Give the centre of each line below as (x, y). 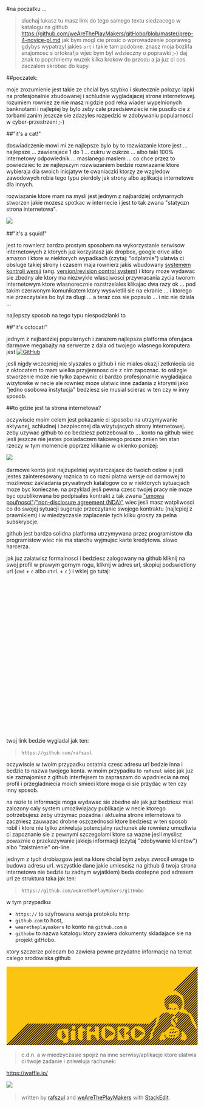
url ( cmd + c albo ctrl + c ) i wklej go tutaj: (58, 571)
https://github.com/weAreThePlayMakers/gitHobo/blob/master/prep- (107, 34)
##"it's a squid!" (27, 233)
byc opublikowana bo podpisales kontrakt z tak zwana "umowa (85, 496)
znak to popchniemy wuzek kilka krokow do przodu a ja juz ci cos (103, 59)
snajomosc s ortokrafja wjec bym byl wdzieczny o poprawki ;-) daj (104, 53)
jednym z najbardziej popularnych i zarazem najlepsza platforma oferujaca (100, 339)
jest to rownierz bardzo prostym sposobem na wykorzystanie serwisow (96, 245)
